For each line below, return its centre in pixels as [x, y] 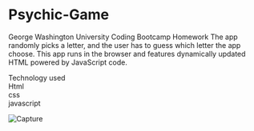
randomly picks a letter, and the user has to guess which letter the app [125, 45]
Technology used [37, 77]
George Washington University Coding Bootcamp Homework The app [123, 37]
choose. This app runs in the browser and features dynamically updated [127, 54]
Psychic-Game [59, 15]
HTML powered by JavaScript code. [68, 62]
